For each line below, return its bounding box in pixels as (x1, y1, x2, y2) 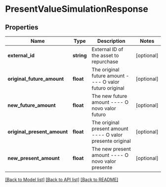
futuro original (91, 85, 124, 92)
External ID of (91, 46, 124, 53)
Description (97, 38, 125, 44)
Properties (5, 23, 39, 31)
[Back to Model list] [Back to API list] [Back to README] (5, 177, 119, 183)
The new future (91, 93, 127, 99)
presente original (91, 138, 131, 144)
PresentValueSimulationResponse (5, 3, 148, 15)
